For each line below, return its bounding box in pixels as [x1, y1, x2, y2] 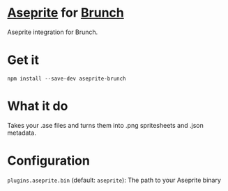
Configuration [7, 153, 91, 168]
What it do [7, 99, 68, 114]
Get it [7, 52, 40, 68]
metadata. [7, 128, 36, 137]
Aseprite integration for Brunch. [7, 28, 98, 36]
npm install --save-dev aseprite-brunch [7, 75, 127, 82]
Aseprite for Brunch [7, 5, 124, 21]
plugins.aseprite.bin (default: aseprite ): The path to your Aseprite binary [7, 176, 222, 184]
